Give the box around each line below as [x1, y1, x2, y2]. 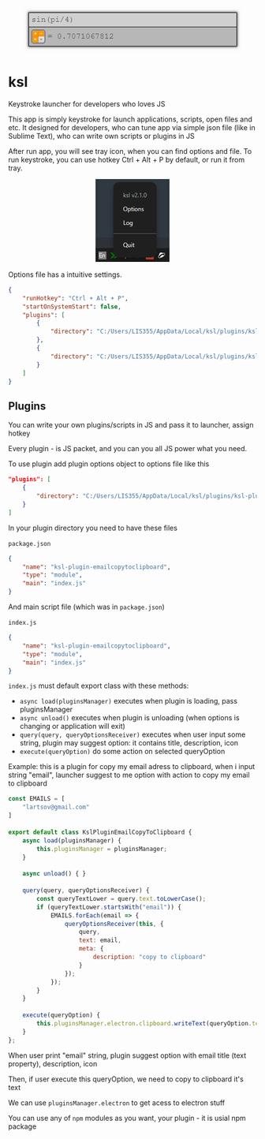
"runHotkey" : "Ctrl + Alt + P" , [22, 294, 129, 302]
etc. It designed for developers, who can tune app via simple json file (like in [8, 122, 256, 132]
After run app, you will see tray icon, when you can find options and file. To [8, 146, 252, 155]
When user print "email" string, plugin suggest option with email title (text [8, 1051, 247, 1060]
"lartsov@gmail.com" [22, 803, 90, 812]
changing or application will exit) [19, 722, 126, 731]
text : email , [78, 936, 122, 944]
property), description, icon [8, 1059, 98, 1068]
